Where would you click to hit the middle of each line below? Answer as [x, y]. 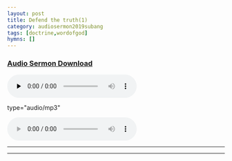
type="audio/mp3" [34, 108]
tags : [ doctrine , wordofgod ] [48, 33]
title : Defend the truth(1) [48, 20]
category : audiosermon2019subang [55, 26]
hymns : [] [21, 39]
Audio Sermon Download [50, 64]
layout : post [26, 13]
